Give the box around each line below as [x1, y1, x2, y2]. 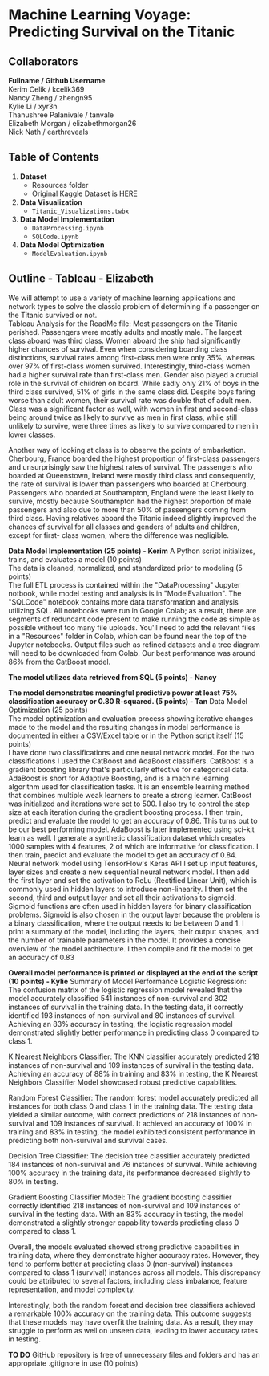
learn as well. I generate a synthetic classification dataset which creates [8, 833, 246, 842]
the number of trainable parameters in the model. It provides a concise [8, 935, 242, 945]
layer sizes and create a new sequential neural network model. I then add [8, 867, 250, 877]
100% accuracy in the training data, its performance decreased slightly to [8, 1168, 251, 1178]
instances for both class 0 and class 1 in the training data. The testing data [8, 1101, 254, 1111]
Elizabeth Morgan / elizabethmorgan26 [8, 119, 137, 128]
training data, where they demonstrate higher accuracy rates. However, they [8, 1250, 260, 1260]
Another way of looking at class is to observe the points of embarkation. [8, 445, 247, 454]
